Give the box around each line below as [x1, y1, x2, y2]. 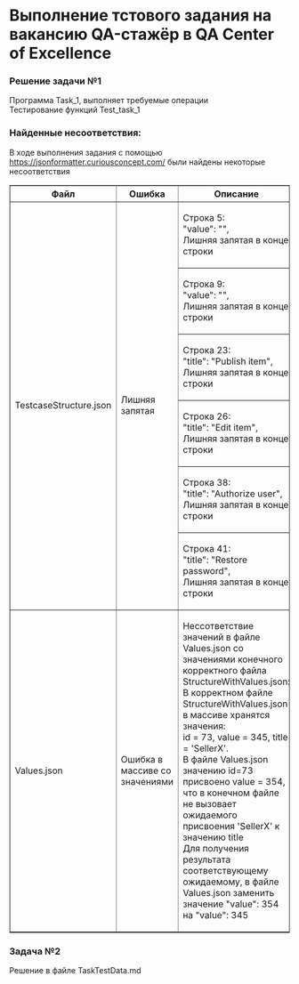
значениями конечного [182, 653, 283, 665]
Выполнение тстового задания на [9, 5, 272, 26]
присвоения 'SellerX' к [182, 819, 280, 832]
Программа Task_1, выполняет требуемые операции [9, 95, 209, 106]
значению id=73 [182, 764, 254, 777]
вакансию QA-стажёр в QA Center [9, 24, 274, 44]
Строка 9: [182, 278, 225, 290]
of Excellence [9, 44, 112, 63]
